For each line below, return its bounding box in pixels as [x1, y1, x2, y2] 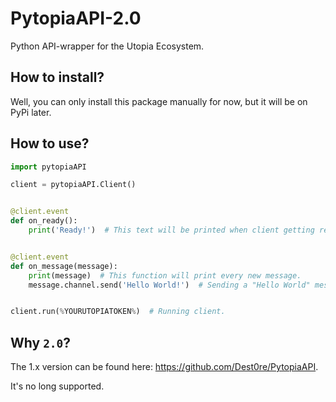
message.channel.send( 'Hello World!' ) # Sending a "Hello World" [28, 280, 311, 290]
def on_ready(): [10, 216, 78, 226]
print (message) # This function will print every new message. [28, 270, 302, 281]
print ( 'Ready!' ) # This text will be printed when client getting [28, 225, 315, 236]
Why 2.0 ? [10, 334, 72, 351]
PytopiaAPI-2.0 [10, 7, 142, 30]
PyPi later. [10, 106, 52, 118]
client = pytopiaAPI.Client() [10, 180, 137, 190]
